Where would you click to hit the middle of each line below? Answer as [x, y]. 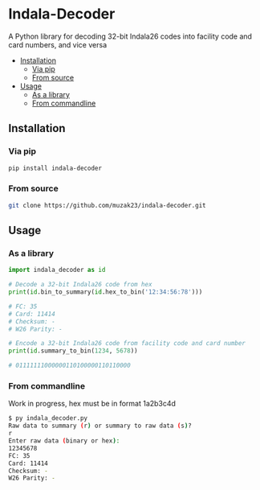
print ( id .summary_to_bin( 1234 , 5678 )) [73, 351]
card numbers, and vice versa [57, 44]
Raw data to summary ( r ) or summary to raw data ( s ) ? [100, 426]
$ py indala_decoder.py [48, 418]
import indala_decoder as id [57, 270]
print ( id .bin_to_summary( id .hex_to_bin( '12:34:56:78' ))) [106, 292]
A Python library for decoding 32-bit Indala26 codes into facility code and [130, 36]
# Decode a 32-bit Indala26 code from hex [80, 285]
